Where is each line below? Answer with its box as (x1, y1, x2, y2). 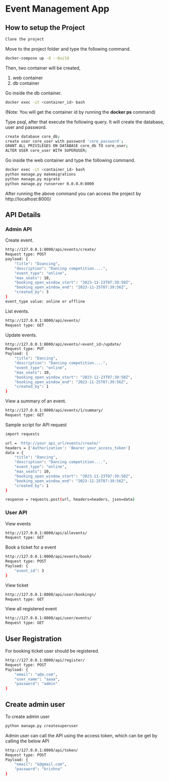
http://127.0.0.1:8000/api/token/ (5, 748, 79, 753)
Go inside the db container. (5, 90, 62, 96)
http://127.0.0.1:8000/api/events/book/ (5, 554, 92, 559)
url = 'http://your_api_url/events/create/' (5, 440, 101, 446)
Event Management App (5, 3, 110, 15)
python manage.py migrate (5, 176, 60, 182)
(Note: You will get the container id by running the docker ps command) (5, 109, 156, 115)
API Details (5, 211, 41, 219)
